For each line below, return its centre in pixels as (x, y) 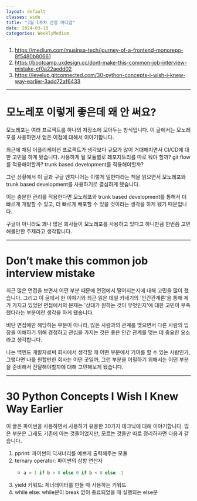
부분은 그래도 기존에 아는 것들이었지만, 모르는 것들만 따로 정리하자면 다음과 (97, 433)
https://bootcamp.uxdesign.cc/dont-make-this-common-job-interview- (101, 63)
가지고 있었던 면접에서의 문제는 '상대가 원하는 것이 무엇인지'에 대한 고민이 (96, 305)
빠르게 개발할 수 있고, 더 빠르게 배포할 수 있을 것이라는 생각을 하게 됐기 (86, 204)
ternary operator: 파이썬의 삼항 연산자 (59, 460)
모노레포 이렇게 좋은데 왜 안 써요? (81, 113)
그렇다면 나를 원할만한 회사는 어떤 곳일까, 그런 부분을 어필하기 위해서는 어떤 (92, 360)
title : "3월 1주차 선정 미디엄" (40, 22)
